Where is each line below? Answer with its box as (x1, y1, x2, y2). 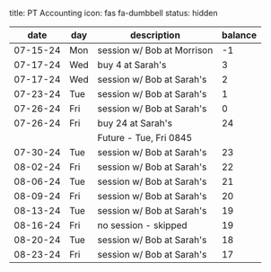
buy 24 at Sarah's (97, 117, 173, 129)
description (129, 29, 181, 41)
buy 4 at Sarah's (97, 58, 167, 71)
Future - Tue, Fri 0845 (97, 132, 193, 144)
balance (221, 29, 258, 41)
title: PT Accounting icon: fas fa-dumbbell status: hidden (9, 8, 218, 18)
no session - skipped (97, 219, 188, 232)
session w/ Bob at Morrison (97, 44, 214, 57)
